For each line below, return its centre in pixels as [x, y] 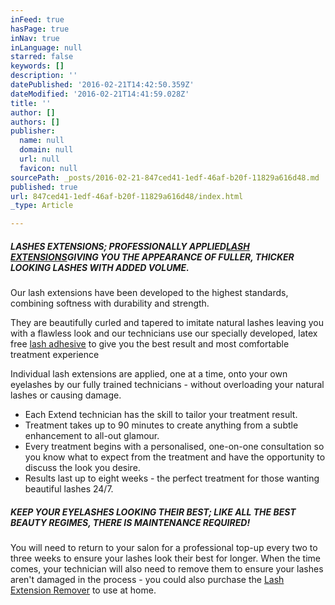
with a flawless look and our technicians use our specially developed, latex [164, 333]
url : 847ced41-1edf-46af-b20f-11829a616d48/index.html [127, 196]
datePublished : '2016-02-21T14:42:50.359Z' [102, 85]
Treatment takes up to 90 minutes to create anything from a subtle [161, 425]
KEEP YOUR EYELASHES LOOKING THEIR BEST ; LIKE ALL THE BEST [153, 512]
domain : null [46, 150]
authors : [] [35, 122]
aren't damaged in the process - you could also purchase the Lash [147, 580]
